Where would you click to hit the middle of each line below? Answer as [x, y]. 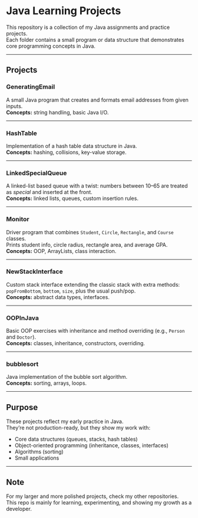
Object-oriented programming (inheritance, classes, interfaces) [92, 445]
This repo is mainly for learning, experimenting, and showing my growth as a [99, 503]
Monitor [18, 219]
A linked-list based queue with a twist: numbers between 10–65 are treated [97, 186]
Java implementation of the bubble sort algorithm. [67, 377]
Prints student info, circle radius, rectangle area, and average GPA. [87, 245]
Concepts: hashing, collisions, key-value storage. [66, 152]
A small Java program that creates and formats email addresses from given [97, 100]
